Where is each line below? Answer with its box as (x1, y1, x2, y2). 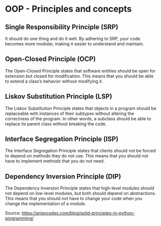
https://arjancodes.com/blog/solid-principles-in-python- (21, 210, 135, 216)
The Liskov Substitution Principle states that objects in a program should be (5, 105, 157, 111)
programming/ (5, 215, 34, 221)
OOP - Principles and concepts (5, 3, 132, 15)
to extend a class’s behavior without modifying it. (5, 78, 103, 84)
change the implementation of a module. (5, 201, 87, 207)
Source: (5, 210, 21, 216)
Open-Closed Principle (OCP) (5, 55, 96, 63)
